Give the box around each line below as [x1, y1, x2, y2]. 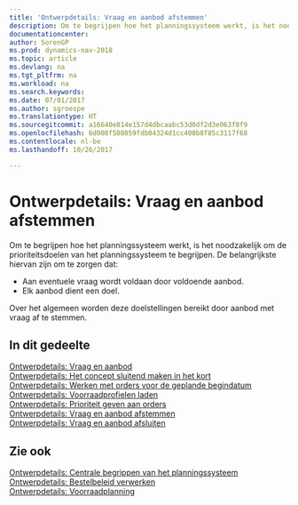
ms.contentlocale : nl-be [9, 137, 101, 146]
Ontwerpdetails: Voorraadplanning [9, 486, 135, 497]
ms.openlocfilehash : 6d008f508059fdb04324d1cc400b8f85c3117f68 [9, 129, 248, 138]
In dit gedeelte [9, 337, 90, 352]
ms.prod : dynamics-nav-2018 [9, 46, 114, 55]
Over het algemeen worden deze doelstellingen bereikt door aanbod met [9, 302, 275, 313]
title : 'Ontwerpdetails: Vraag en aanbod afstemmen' [9, 12, 208, 22]
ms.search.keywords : [9, 87, 86, 96]
